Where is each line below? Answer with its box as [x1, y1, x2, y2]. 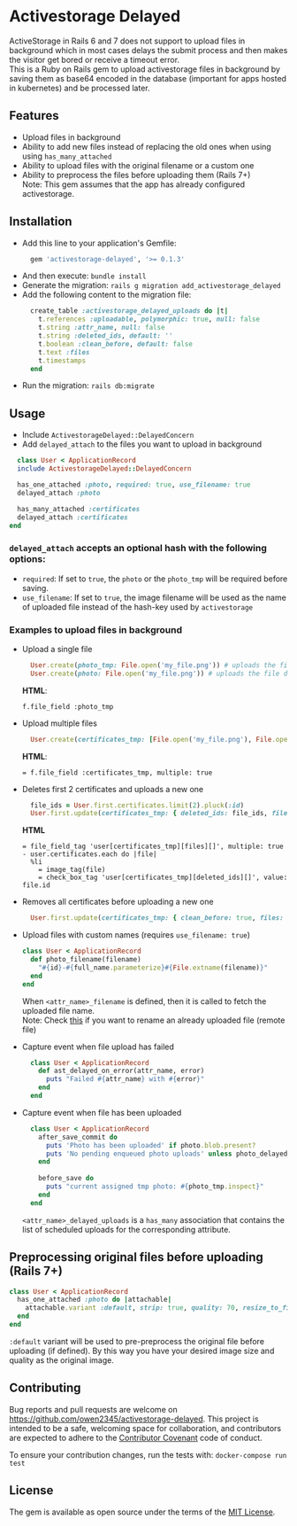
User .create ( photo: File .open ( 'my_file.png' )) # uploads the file [30, 669, 280, 678]
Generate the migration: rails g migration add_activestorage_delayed [21, 280, 281, 291]
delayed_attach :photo [17, 488, 101, 497]
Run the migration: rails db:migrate [21, 380, 155, 391]
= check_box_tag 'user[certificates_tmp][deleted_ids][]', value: [38, 873, 288, 883]
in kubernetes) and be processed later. [9, 82, 150, 93]
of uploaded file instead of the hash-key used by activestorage [21, 601, 254, 612]
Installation [9, 214, 72, 230]
